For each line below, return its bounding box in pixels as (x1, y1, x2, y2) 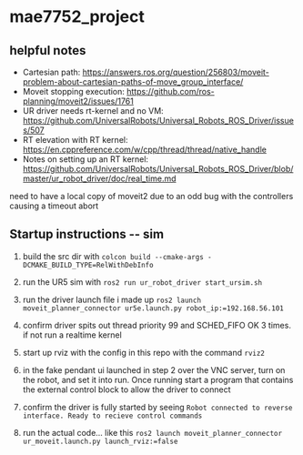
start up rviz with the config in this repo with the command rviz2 (22, 347, 266, 358)
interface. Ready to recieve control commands (22, 411, 203, 420)
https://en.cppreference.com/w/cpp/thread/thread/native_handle (22, 144, 267, 155)
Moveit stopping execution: (22, 86, 126, 96)
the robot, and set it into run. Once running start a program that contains (22, 374, 294, 385)
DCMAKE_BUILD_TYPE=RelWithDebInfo (22, 260, 154, 269)
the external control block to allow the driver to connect (22, 384, 231, 395)
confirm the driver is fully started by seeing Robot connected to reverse (22, 401, 293, 412)
